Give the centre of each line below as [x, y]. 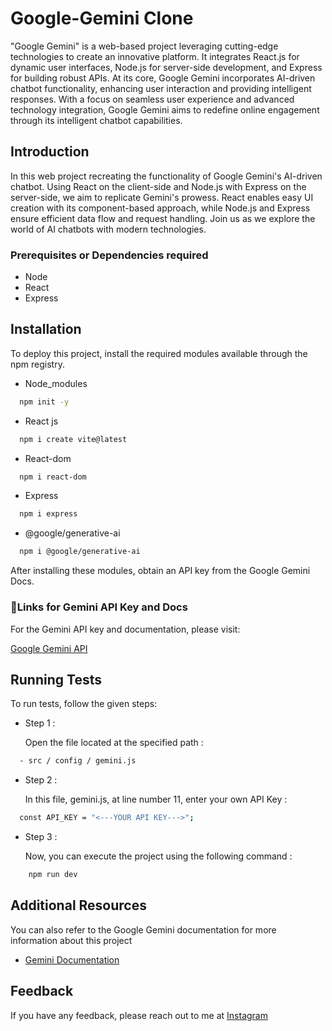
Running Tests [56, 679]
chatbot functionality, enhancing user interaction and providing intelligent [161, 88]
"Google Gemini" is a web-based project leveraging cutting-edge [144, 46]
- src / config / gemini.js [78, 761]
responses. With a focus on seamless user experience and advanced [152, 99]
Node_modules [56, 383]
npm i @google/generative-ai [80, 552]
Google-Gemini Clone [102, 18]
